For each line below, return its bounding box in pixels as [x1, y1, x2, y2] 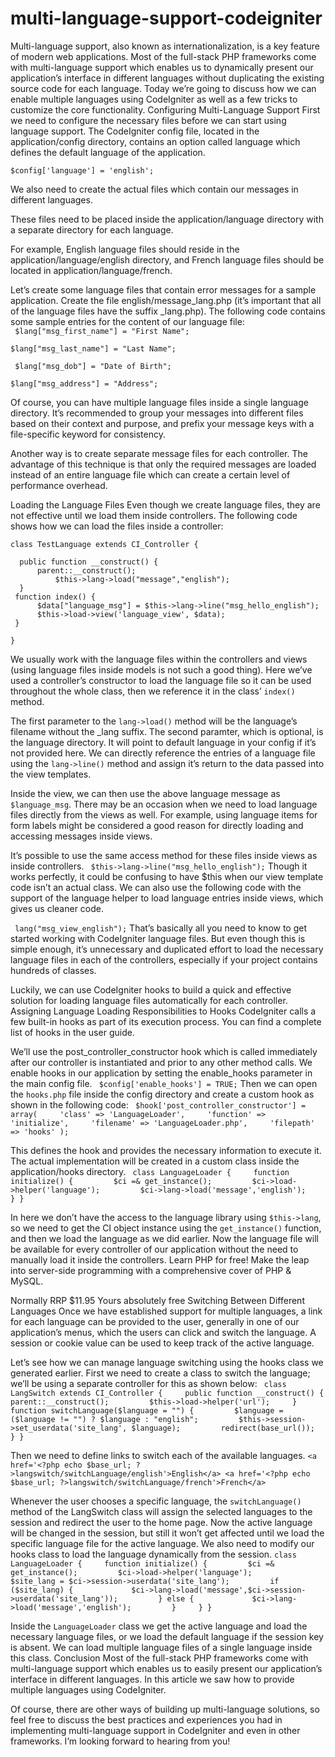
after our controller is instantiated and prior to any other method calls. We [10, 1056, 313, 1068]
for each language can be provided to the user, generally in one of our [10, 1315, 300, 1327]
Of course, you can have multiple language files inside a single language [10, 396, 309, 408]
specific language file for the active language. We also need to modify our [10, 1537, 315, 1549]
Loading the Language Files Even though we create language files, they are [10, 498, 321, 511]
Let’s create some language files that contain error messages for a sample [10, 283, 317, 296]
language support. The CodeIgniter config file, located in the [10, 125, 260, 137]
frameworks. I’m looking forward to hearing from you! [10, 1735, 231, 1747]
